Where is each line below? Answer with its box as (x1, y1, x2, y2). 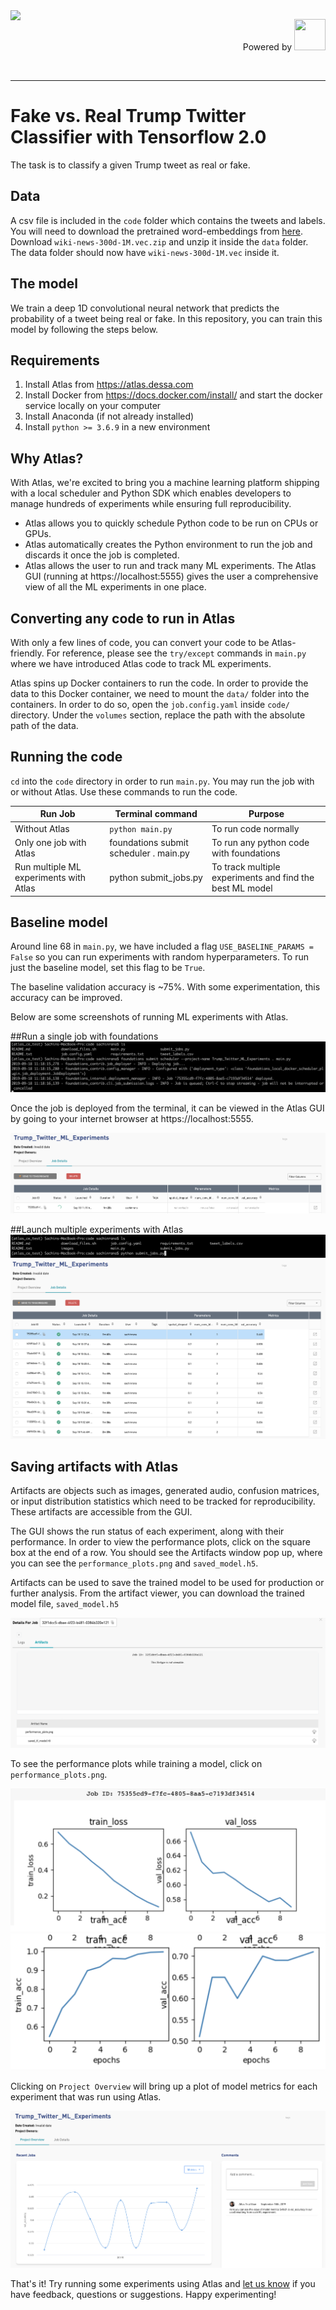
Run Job (39, 808, 76, 820)
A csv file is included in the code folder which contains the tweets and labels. (10, 214, 326, 226)
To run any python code (211, 836, 310, 848)
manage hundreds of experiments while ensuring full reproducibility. (10, 498, 292, 510)
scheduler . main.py (109, 847, 190, 859)
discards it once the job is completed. (24, 549, 180, 561)
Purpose (248, 808, 285, 820)
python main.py (109, 824, 173, 834)
